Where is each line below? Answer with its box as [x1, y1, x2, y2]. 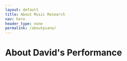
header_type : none [5, 21, 43, 26]
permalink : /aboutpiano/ [5, 26, 56, 31]
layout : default [5, 7, 39, 12]
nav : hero [5, 16, 26, 21]
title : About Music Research [5, 12, 65, 17]
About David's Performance [5, 47, 122, 59]
